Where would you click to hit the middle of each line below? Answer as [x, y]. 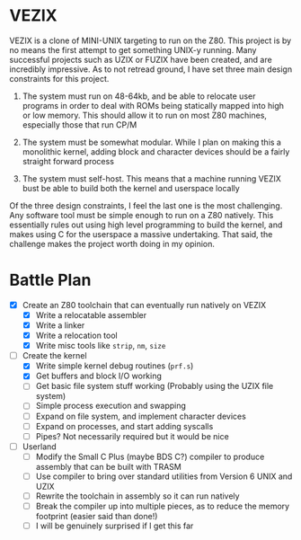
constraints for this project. [59, 78]
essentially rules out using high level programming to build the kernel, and [146, 225]
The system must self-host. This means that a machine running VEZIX [151, 178]
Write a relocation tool [77, 336]
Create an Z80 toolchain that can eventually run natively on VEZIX [144, 305]
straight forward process [68, 161]
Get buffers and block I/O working [98, 376]
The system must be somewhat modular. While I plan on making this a [151, 142]
